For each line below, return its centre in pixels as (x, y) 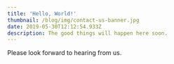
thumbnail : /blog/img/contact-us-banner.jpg (73, 20)
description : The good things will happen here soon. (88, 33)
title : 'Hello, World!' (42, 14)
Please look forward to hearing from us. (65, 53)
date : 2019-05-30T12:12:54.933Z (54, 26)
